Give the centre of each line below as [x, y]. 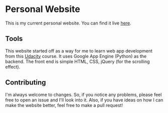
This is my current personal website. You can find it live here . [68, 23]
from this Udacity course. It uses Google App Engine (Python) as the [76, 56]
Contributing [26, 83]
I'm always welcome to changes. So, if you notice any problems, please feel [83, 94]
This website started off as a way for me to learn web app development [79, 50]
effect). [13, 66]
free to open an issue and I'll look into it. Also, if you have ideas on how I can [84, 100]
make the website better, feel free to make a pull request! [64, 105]
